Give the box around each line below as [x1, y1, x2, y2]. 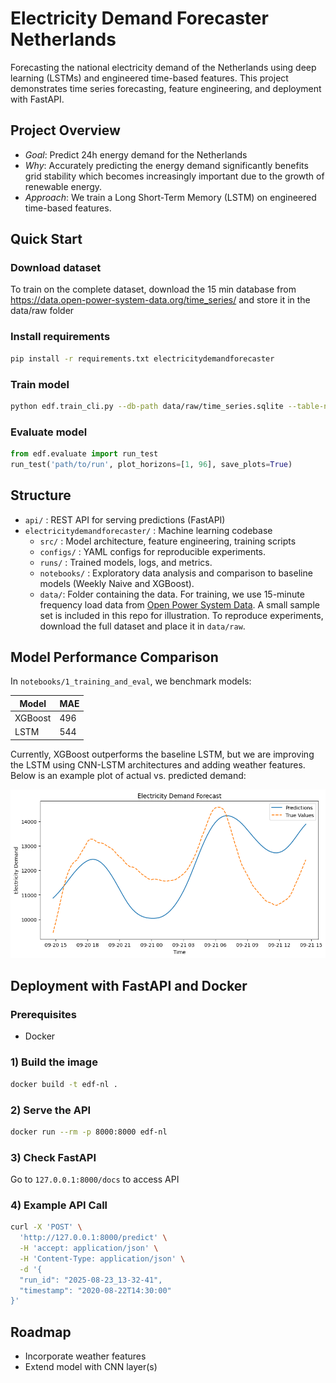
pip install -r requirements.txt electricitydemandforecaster [10, 353, 275, 364]
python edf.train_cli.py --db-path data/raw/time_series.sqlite [10, 401, 284, 411]
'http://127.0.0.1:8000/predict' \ [19, 1233, 168, 1243]
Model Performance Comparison [10, 649, 219, 666]
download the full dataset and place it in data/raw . [39, 620, 246, 632]
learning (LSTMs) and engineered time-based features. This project [10, 72, 289, 84]
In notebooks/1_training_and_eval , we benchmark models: [10, 675, 252, 687]
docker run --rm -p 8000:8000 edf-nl [10, 1127, 168, 1137]
